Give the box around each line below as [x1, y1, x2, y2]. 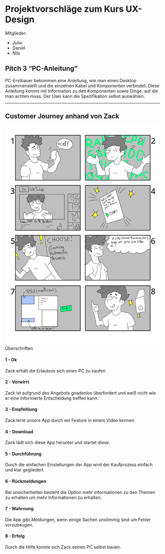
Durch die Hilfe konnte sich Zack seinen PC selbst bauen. [5, 544, 121, 550]
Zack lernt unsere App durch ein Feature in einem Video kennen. [5, 417, 136, 423]
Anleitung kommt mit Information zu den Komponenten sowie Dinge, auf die [5, 88, 159, 94]
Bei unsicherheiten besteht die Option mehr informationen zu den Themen [5, 489, 156, 495]
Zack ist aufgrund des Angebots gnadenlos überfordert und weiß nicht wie [5, 390, 156, 396]
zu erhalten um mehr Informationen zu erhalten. [5, 494, 102, 500]
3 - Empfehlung [5, 406, 38, 412]
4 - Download [5, 429, 33, 434]
